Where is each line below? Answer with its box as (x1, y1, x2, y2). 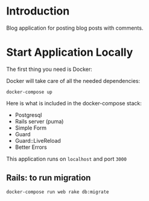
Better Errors (14, 143, 47, 151)
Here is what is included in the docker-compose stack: (6, 99, 142, 107)
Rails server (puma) (14, 117, 64, 125)
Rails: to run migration (6, 173, 91, 183)
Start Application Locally (6, 45, 133, 59)
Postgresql (14, 111, 42, 119)
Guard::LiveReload (14, 137, 62, 144)
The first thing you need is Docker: (6, 65, 92, 73)
